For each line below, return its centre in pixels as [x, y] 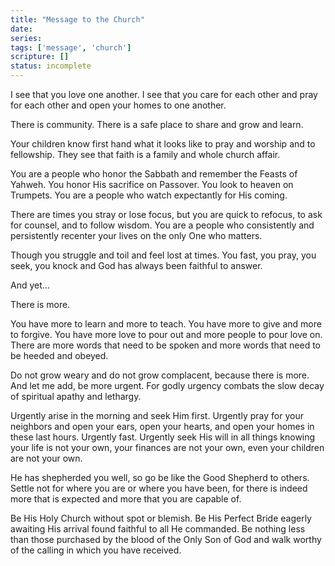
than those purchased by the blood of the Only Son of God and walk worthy [166, 539]
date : [21, 29]
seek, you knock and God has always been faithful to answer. [136, 265]
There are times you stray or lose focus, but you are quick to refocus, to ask [166, 214]
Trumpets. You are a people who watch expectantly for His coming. [149, 195]
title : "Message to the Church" [77, 19]
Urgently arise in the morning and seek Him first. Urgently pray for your [157, 415]
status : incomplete [51, 66]
